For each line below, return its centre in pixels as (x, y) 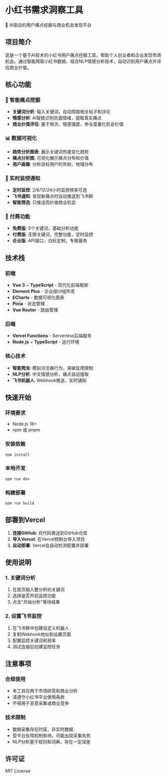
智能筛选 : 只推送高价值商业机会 (44, 202)
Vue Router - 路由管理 (35, 310)
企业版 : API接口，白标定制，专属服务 (50, 241)
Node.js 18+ (25, 424)
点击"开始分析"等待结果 (36, 602)
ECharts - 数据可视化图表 (38, 298)
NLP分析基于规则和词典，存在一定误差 (51, 742)
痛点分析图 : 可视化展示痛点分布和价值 (51, 158)
